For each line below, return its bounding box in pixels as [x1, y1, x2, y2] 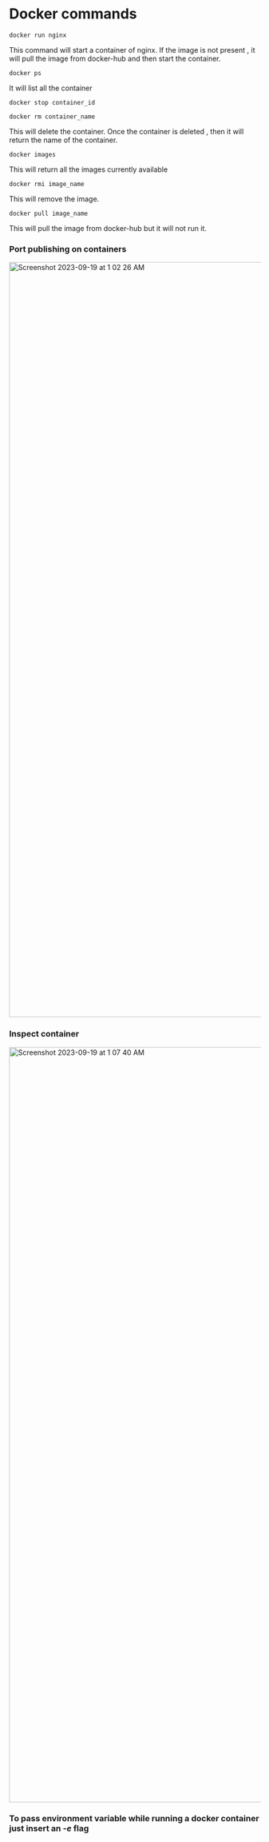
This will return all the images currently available [9, 165, 168, 174]
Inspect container [9, 1028, 79, 1040]
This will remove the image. [9, 193, 100, 204]
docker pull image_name [9, 209, 89, 217]
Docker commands [9, 5, 137, 23]
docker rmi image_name [9, 180, 85, 188]
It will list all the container [9, 83, 93, 93]
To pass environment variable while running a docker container [9, 1813, 259, 1824]
